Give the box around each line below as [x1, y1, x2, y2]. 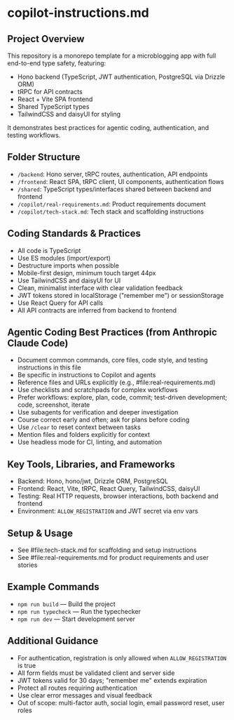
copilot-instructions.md [7, 5, 149, 21]
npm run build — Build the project [17, 599, 116, 608]
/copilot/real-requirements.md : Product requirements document [17, 199, 206, 208]
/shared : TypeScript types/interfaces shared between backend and [17, 185, 212, 193]
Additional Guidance [7, 635, 99, 647]
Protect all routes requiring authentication [17, 683, 138, 692]
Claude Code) [7, 337, 69, 349]
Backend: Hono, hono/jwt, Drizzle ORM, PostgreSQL [17, 477, 169, 485]
